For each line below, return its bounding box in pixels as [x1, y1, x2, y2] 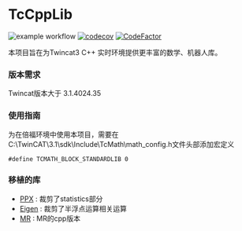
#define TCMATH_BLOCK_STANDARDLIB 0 [8, 155, 128, 163]
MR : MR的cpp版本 [19, 214, 81, 223]
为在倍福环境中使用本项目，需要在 [8, 130, 119, 139]
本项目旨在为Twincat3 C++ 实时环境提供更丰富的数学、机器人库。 [8, 47, 222, 57]
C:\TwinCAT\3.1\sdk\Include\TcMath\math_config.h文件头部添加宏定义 [8, 139, 235, 148]
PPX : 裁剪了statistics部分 [19, 194, 103, 203]
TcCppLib [8, 5, 73, 24]
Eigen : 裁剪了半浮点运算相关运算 [19, 203, 128, 213]
